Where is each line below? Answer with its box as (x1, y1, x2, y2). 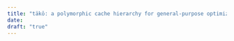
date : (7, 17, 23, 24)
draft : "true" (7, 23, 49, 30)
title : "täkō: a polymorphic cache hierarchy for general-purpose (7, 10, 204, 17)
